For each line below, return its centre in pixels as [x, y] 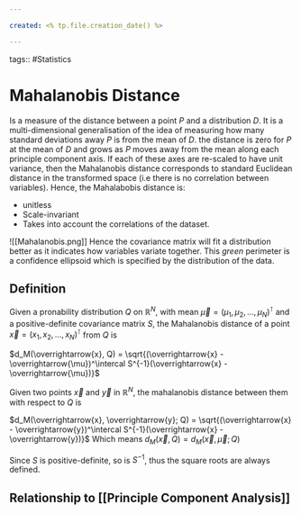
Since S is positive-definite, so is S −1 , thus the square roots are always [140, 459]
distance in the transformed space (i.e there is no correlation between [139, 177]
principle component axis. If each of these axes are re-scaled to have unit [146, 158]
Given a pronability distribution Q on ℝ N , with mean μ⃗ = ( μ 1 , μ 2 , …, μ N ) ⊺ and [150, 312]
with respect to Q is [46, 402]
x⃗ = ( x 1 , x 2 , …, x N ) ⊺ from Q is [63, 335]
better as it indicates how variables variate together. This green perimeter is [150, 251]
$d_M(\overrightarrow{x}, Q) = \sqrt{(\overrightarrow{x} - [117, 354]
